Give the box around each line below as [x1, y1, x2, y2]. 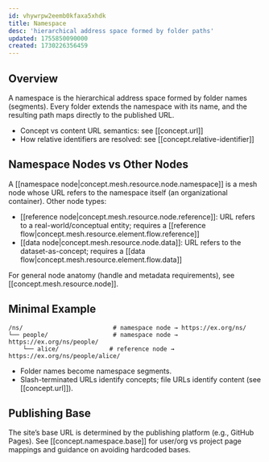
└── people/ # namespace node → [8, 331, 179, 339]
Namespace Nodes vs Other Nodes [8, 158, 189, 172]
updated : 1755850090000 [8, 34, 89, 43]
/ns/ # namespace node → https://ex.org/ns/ [8, 323, 247, 331]
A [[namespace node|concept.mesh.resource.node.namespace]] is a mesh [8, 179, 258, 189]
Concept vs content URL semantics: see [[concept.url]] [19, 126, 204, 135]
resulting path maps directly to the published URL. [8, 110, 175, 119]
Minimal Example [8, 302, 97, 316]
